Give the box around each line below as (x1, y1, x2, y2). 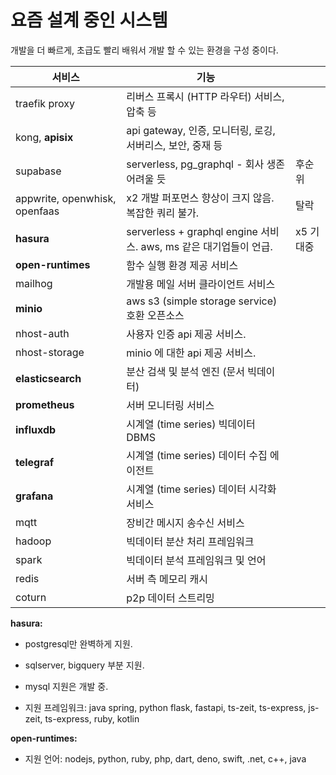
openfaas (15, 204, 60, 218)
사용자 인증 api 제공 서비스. (126, 327, 247, 341)
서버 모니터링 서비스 (126, 398, 215, 412)
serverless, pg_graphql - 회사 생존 (126, 157, 286, 171)
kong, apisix (15, 130, 74, 144)
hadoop (15, 534, 52, 548)
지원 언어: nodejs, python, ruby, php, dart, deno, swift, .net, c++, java (24, 752, 307, 765)
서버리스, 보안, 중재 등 (126, 138, 223, 152)
